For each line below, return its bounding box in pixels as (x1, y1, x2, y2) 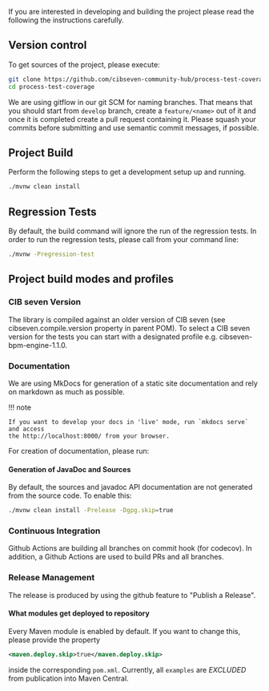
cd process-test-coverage (8, 83, 94, 91)
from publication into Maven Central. (8, 673, 130, 683)
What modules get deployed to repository (8, 608, 150, 618)
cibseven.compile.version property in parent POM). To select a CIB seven (8, 323, 251, 333)
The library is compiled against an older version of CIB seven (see (8, 314, 226, 324)
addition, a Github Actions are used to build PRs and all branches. (8, 552, 224, 562)
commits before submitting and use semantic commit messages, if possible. (8, 123, 259, 132)
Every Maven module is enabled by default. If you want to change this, (8, 626, 241, 636)
